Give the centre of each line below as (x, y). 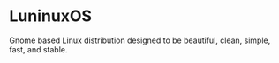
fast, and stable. (38, 49)
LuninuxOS (51, 16)
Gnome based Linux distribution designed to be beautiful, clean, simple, (140, 40)
